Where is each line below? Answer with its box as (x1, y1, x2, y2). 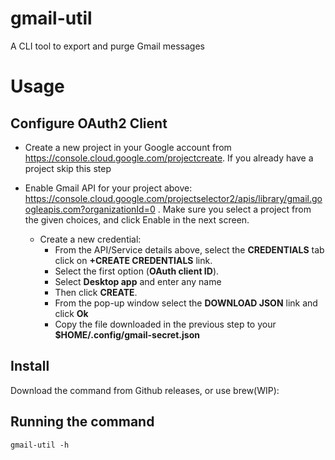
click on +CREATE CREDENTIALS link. (54, 254, 213, 266)
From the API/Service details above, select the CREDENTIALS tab (54, 243, 325, 256)
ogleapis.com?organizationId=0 (24, 203, 156, 215)
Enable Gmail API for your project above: (24, 182, 193, 194)
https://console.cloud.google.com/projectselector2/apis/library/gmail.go (24, 192, 323, 204)
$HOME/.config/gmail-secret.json (54, 328, 200, 341)
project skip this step (24, 162, 112, 174)
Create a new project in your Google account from (24, 141, 232, 153)
